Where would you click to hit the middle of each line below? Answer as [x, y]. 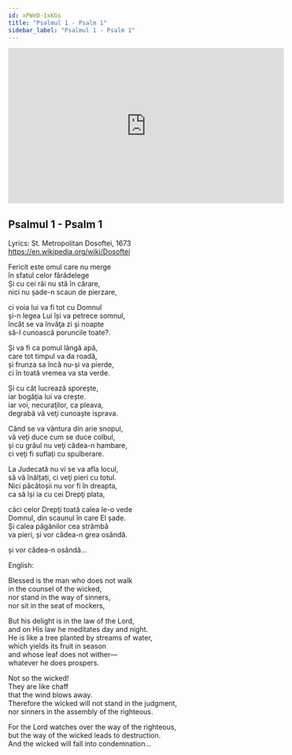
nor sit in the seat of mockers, [57, 606]
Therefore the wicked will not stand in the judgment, [92, 704]
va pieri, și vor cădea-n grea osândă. [68, 535]
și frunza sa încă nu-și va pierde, [61, 364]
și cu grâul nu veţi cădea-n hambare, [68, 446]
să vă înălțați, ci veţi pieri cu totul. [62, 477]
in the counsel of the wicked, [55, 589]
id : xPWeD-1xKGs [35, 15]
